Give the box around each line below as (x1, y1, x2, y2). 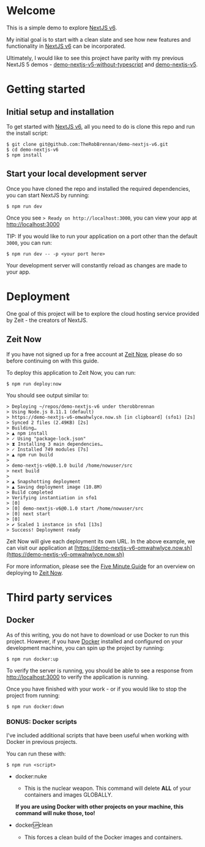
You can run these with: (6, 749, 66, 757)
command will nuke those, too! (15, 809, 95, 816)
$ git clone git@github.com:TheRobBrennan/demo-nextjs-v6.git (6, 141, 168, 147)
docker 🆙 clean (15, 821, 53, 829)
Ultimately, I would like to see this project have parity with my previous (6, 54, 184, 61)
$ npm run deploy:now (6, 381, 62, 387)
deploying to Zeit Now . (6, 569, 63, 577)
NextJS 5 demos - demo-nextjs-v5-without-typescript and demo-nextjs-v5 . (6, 61, 198, 68)
